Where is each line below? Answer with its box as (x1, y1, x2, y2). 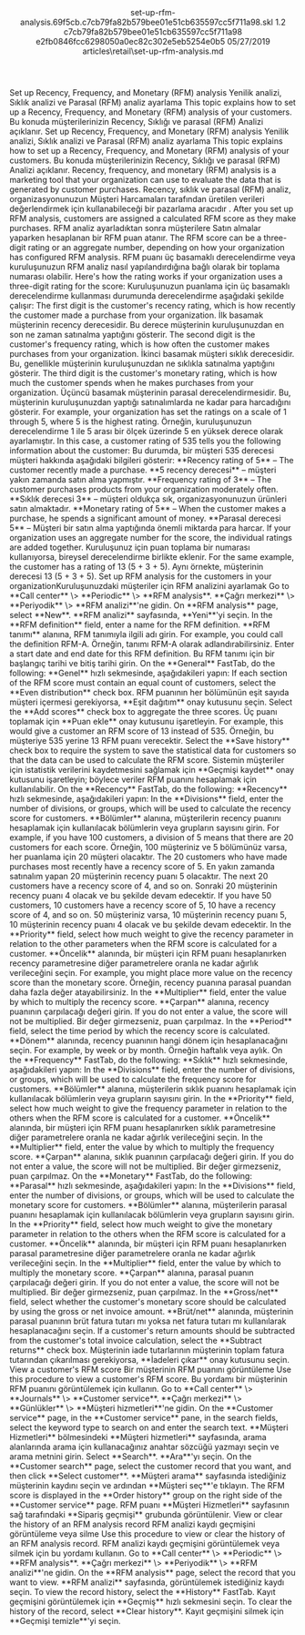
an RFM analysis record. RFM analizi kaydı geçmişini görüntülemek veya (9, 1539, 280, 1549)
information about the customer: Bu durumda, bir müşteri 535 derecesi (9, 445, 275, 456)
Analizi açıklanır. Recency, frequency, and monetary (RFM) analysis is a (9, 165, 277, 175)
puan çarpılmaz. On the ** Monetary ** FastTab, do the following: (9, 1171, 253, 1181)
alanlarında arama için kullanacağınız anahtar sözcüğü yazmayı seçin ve (9, 1441, 280, 1452)
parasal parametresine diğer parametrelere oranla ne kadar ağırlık (9, 1248, 257, 1258)
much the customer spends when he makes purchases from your (9, 378, 254, 388)
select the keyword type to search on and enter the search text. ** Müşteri (9, 1422, 289, 1433)
